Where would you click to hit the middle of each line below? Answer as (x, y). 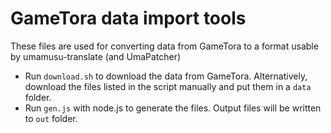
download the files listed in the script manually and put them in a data (168, 86)
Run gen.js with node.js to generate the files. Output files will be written (173, 108)
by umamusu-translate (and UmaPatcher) (96, 56)
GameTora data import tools (128, 18)
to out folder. (51, 118)
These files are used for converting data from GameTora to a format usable (164, 46)
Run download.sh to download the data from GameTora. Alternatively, (166, 76)
